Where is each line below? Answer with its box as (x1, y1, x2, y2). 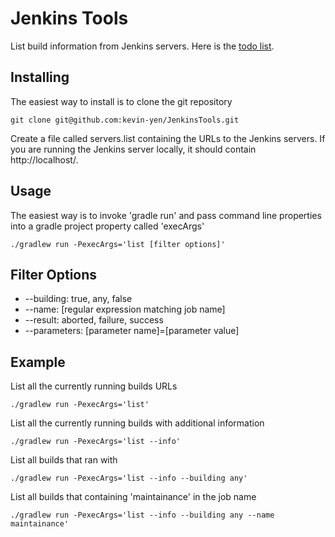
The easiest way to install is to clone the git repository (10, 95, 233, 107)
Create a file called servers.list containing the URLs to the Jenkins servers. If (10, 132, 326, 144)
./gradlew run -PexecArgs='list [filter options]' (10, 239, 226, 249)
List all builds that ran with (10, 454, 118, 466)
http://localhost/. (10, 153, 79, 166)
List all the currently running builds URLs (10, 380, 178, 392)
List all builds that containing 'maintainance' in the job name (10, 491, 257, 503)
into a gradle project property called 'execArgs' (10, 220, 205, 232)
